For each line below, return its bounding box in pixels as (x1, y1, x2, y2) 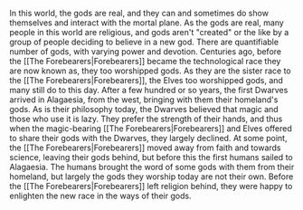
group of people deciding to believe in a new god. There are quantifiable (9, 36, 279, 47)
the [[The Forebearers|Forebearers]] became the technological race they (9, 56, 281, 66)
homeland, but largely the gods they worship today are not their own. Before (9, 171, 294, 182)
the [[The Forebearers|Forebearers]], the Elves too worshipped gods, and (9, 75, 283, 85)
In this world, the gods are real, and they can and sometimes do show (9, 8, 270, 18)
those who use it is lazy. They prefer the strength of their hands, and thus (9, 113, 283, 124)
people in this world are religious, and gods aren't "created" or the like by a (9, 27, 289, 37)
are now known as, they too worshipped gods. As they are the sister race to (9, 65, 291, 76)
